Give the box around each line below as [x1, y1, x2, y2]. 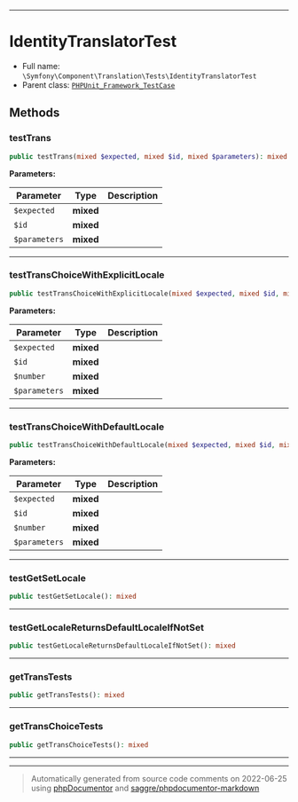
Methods [9, 106, 60, 121]
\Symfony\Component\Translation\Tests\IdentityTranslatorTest [21, 72, 257, 81]
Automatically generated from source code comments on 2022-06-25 [30, 773, 287, 783]
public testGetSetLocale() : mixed [9, 592, 137, 601]
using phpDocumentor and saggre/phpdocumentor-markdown [30, 782, 260, 793]
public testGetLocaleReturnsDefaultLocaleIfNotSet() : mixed [9, 641, 237, 650]
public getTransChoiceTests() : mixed [9, 740, 149, 750]
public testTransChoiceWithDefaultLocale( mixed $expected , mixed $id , [9, 440, 276, 449]
